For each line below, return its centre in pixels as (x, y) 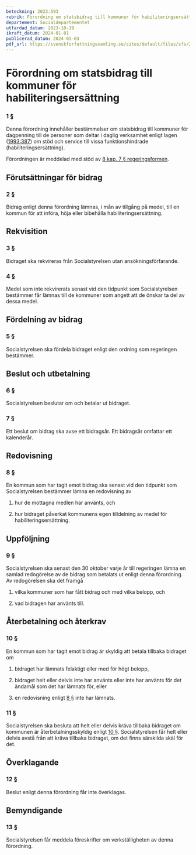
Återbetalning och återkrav (56, 622)
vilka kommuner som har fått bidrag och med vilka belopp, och (90, 592)
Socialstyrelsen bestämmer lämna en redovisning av (69, 491)
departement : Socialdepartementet (48, 22)
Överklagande (33, 763)
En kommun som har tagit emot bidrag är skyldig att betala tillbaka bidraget (96, 651)
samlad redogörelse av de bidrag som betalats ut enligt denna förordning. (94, 574)
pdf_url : (17, 45)
